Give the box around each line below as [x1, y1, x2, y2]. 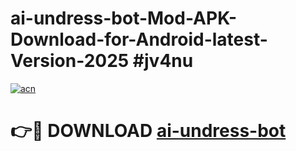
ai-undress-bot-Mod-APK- [10, 7, 238, 30]
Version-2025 [10, 50, 130, 72]
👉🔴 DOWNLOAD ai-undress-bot [10, 120, 287, 142]
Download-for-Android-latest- [10, 28, 268, 51]
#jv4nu [132, 50, 194, 72]
